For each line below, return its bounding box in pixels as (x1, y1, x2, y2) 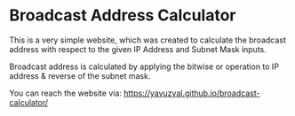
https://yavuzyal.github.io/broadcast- (123, 88, 260, 98)
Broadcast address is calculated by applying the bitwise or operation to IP (9, 61, 280, 72)
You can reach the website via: (9, 88, 123, 98)
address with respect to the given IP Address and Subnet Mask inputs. (9, 43, 267, 54)
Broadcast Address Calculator (9, 5, 236, 26)
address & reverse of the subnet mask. (9, 70, 151, 81)
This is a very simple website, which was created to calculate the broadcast (9, 35, 287, 45)
